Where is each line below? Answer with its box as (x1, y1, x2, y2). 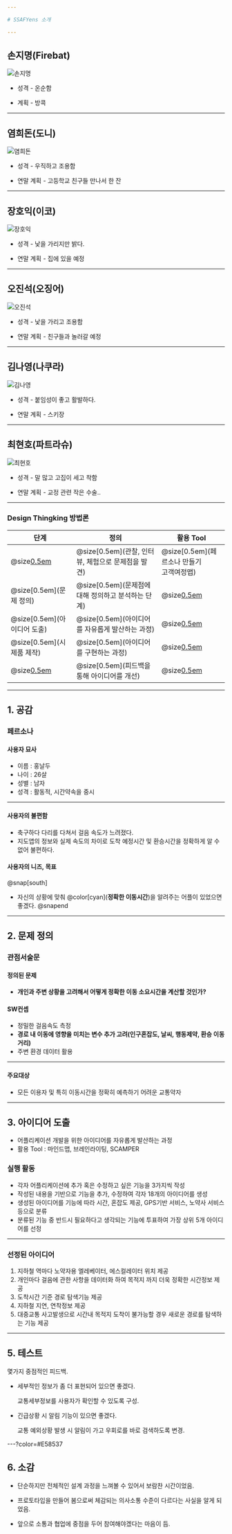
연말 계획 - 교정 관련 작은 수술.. (17, 488, 101, 496)
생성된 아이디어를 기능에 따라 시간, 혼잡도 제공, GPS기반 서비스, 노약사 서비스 (17, 1198, 224, 1206)
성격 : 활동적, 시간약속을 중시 (17, 787, 95, 796)
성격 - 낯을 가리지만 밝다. (17, 240, 85, 248)
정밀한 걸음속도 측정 (17, 1022, 71, 1030)
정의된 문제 (7, 971, 37, 979)
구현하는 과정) (84, 648, 128, 657)
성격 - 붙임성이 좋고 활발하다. (17, 395, 96, 404)
